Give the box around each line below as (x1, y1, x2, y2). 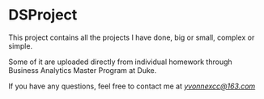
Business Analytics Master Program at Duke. (8, 65, 157, 75)
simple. (8, 41, 33, 50)
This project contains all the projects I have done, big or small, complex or (8, 32, 255, 42)
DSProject (8, 6, 78, 24)
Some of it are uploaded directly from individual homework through (8, 57, 232, 67)
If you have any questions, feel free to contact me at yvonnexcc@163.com (8, 81, 256, 91)
